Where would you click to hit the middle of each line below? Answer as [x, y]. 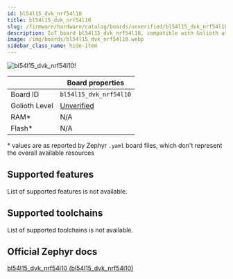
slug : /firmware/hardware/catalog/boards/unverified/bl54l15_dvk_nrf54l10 [118, 26]
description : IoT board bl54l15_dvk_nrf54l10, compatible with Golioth [113, 33]
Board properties [96, 83]
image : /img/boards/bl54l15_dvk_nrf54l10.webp [76, 40]
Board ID [25, 94]
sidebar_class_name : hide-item [52, 46]
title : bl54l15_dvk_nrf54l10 [49, 20]
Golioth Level [32, 106]
